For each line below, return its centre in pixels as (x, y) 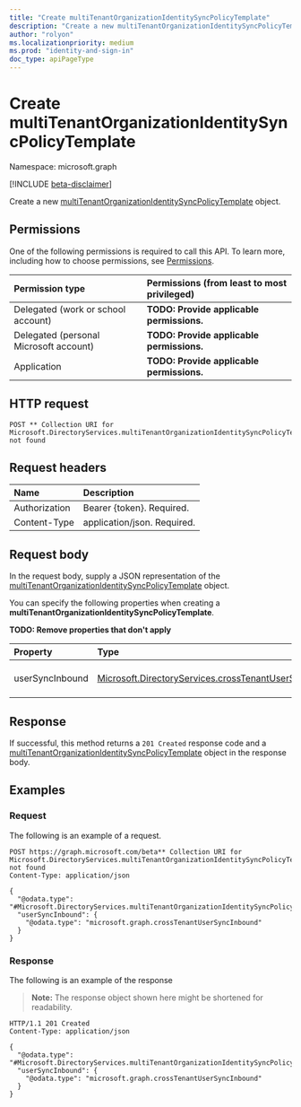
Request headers (58, 467)
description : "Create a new (62, 26)
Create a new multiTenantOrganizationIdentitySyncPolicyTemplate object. (145, 201)
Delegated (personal (57, 335)
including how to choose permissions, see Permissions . (112, 260)
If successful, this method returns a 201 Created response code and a (138, 743)
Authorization (42, 508)
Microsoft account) (54, 346)
